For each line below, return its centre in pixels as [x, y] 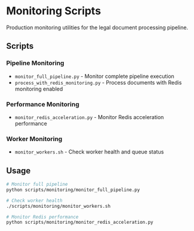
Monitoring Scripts [54, 11]
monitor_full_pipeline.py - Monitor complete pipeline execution [95, 76]
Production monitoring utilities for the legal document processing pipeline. [97, 27]
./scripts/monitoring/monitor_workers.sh [58, 206]
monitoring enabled [39, 89]
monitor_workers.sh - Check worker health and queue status [89, 152]
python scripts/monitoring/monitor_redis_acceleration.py [80, 222]
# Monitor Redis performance [42, 217]
